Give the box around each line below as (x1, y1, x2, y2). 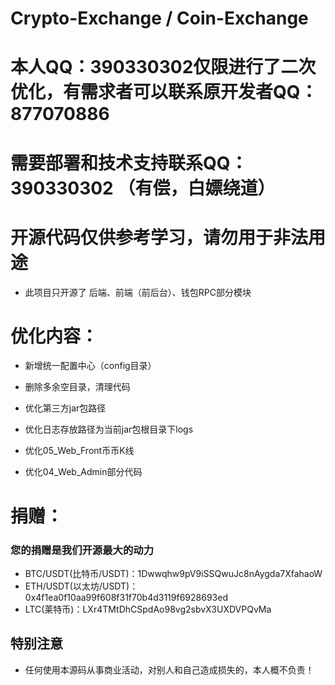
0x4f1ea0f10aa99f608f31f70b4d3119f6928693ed (24, 591, 228, 603)
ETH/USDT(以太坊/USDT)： (24, 580, 139, 592)
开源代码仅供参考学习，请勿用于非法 (10, 226, 309, 249)
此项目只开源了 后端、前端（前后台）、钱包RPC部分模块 (24, 286, 252, 298)
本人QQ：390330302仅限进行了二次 (10, 56, 317, 79)
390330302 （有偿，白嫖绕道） (10, 177, 276, 199)
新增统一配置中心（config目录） (24, 360, 157, 372)
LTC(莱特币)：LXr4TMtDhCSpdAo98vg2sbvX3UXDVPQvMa (24, 603, 272, 615)
